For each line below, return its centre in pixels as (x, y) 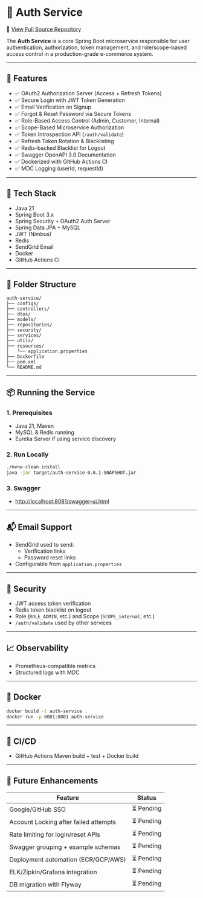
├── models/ (21, 320)
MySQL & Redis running (44, 433)
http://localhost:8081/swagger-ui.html (62, 501)
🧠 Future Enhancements (52, 781)
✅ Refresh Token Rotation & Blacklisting (64, 141)
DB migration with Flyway (45, 884)
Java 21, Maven (34, 426)
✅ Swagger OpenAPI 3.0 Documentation (65, 155)
